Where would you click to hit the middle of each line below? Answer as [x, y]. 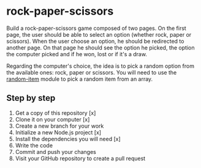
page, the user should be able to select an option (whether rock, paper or [99, 34]
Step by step [31, 98]
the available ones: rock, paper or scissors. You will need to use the [92, 72]
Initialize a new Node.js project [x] [58, 132]
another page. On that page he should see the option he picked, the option [100, 48]
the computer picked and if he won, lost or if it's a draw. [77, 54]
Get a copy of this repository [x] [55, 113]
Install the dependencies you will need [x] [68, 139]
